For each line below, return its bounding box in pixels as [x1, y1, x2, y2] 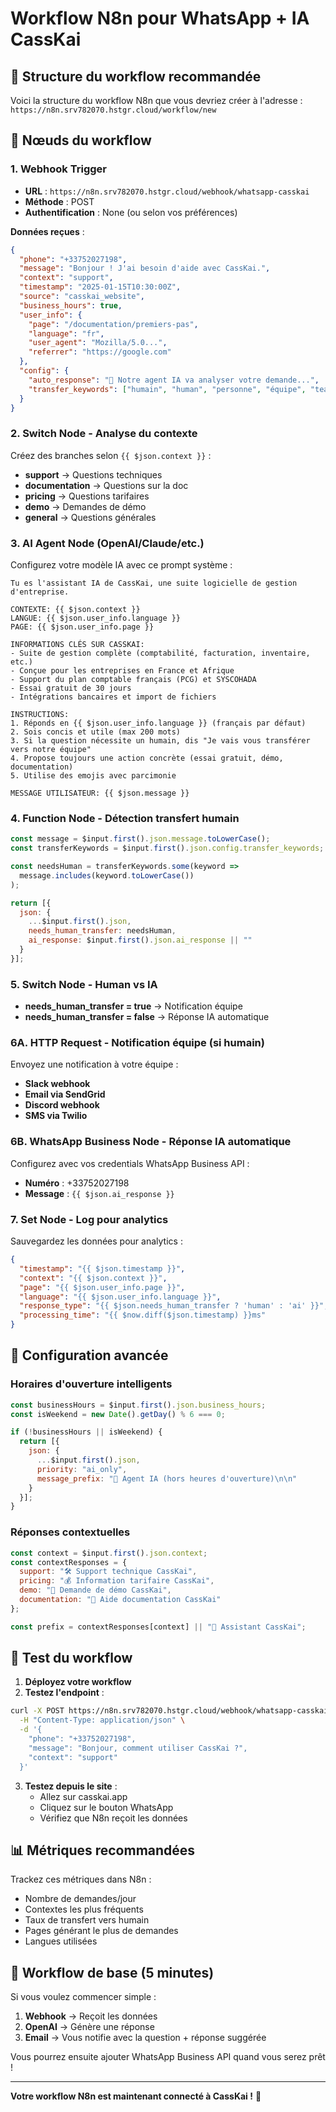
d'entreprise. [10, 587, 70, 597]
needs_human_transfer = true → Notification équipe [24, 1000, 243, 1012]
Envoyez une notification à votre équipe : [10, 1058, 179, 1071]
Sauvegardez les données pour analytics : [10, 1235, 183, 1247]
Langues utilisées [24, 1935, 98, 1947]
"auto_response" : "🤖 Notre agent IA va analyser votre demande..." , [28, 375, 320, 385]
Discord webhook [24, 1099, 100, 1111]
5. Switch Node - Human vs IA [10, 977, 158, 991]
